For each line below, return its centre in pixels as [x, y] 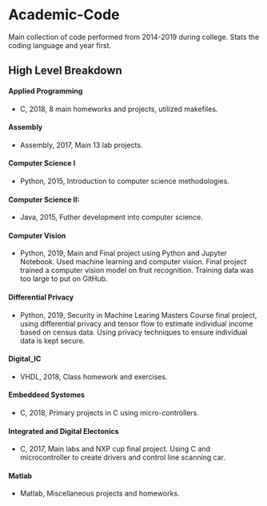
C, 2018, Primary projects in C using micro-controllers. [110, 412]
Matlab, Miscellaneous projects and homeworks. [100, 493]
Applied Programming [46, 90]
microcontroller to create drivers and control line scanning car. [123, 457]
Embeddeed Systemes [47, 395]
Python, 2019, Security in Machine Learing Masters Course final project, [138, 315]
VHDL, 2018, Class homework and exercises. [94, 376]
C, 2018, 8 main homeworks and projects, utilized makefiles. [119, 109]
